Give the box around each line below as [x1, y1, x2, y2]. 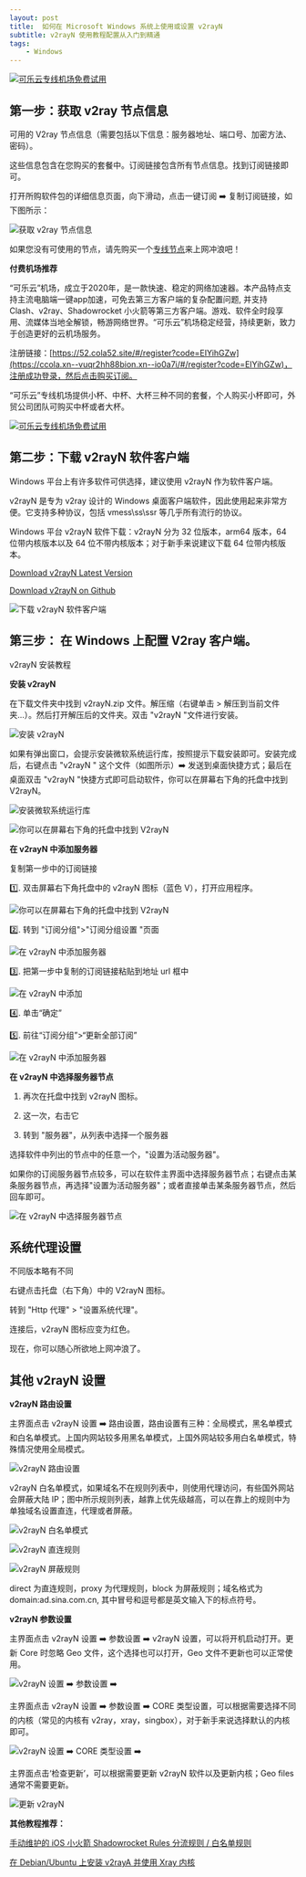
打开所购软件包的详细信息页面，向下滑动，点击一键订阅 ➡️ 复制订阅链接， [9, 190, 285, 201]
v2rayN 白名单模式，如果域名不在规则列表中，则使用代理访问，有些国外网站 [9, 1482, 294, 1493]
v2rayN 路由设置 [9, 1398, 73, 1409]
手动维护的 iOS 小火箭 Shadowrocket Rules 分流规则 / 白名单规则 [9, 1838, 252, 1849]
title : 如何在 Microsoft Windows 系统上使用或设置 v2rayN [9, 22, 223, 31]
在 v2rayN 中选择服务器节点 [9, 1070, 114, 1082]
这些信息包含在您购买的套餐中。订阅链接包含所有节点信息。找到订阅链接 [9, 159, 280, 170]
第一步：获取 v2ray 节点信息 [9, 102, 168, 119]
